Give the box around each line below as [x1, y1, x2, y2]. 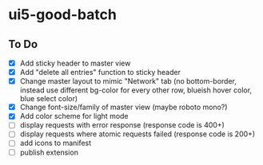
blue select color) [19, 94, 78, 104]
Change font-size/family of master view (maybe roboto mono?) [19, 102, 228, 112]
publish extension [19, 147, 78, 157]
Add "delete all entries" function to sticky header [19, 68, 181, 77]
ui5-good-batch [8, 6, 118, 24]
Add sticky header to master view [19, 58, 131, 68]
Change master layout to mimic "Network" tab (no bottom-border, [19, 77, 237, 86]
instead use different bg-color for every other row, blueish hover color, [19, 85, 253, 95]
